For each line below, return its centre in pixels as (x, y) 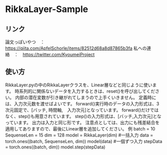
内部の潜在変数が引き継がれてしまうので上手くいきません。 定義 (81, 97)
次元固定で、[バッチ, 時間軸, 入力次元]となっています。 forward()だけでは (82, 110)
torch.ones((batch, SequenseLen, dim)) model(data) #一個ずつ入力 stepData (84, 141)
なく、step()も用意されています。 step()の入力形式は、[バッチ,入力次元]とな (83, 116)
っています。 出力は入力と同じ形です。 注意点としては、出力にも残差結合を (82, 122)
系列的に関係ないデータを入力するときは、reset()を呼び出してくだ (87, 91)
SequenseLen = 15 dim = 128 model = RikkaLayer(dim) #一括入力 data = (79, 135)
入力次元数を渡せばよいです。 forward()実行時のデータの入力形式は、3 (86, 103)
